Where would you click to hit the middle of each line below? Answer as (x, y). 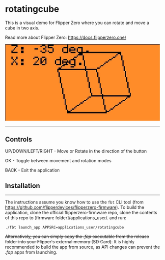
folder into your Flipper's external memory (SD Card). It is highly (70, 242)
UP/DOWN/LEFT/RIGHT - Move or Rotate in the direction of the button (76, 151)
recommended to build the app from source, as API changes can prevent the (82, 247)
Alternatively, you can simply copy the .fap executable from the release (77, 236)
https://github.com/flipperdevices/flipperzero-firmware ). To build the (75, 207)
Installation (23, 186)
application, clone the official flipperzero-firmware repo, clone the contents (81, 213)
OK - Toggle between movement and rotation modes (58, 161)
